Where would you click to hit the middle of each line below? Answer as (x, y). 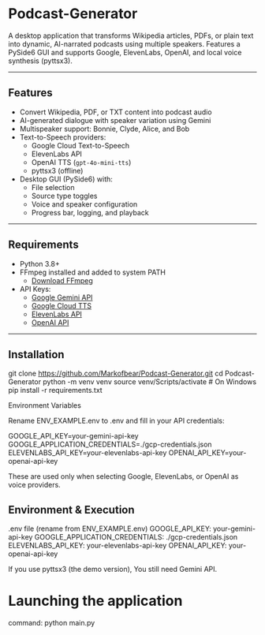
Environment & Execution (72, 510)
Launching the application (95, 601)
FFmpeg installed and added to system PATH (92, 272)
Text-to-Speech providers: (63, 137)
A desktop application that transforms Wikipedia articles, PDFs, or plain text (131, 35)
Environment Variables (45, 405)
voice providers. (34, 485)
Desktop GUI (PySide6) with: (66, 179)
